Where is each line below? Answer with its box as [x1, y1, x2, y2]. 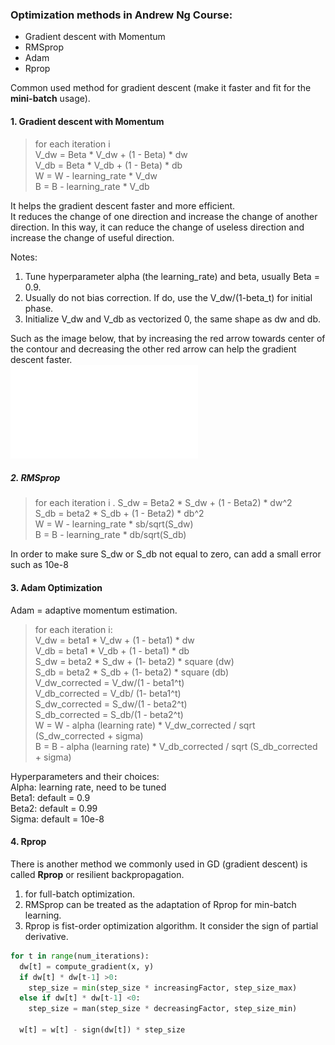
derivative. [24, 930, 69, 942]
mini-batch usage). [10, 93, 91, 105]
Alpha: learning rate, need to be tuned [10, 781, 167, 793]
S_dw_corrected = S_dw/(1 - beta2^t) [34, 698, 188, 710]
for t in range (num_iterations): [10, 951, 150, 961]
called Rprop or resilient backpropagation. [10, 868, 185, 880]
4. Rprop [10, 836, 47, 848]
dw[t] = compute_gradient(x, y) [19, 961, 155, 972]
